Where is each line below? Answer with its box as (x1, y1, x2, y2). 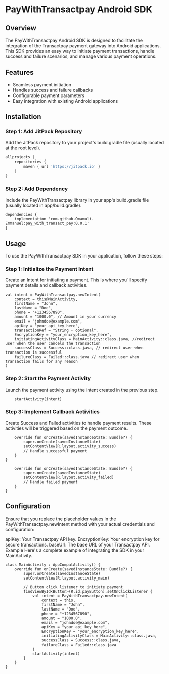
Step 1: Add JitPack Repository (5, 128, 82, 135)
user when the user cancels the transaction (5, 341, 101, 346)
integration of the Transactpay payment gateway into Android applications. (5, 43, 161, 49)
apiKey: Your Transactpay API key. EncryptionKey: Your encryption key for (5, 536, 160, 542)
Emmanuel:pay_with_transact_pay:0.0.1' (5, 221, 90, 227)
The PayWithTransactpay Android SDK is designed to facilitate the (5, 37, 143, 43)
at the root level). (5, 145, 41, 151)
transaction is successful (5, 350, 62, 355)
